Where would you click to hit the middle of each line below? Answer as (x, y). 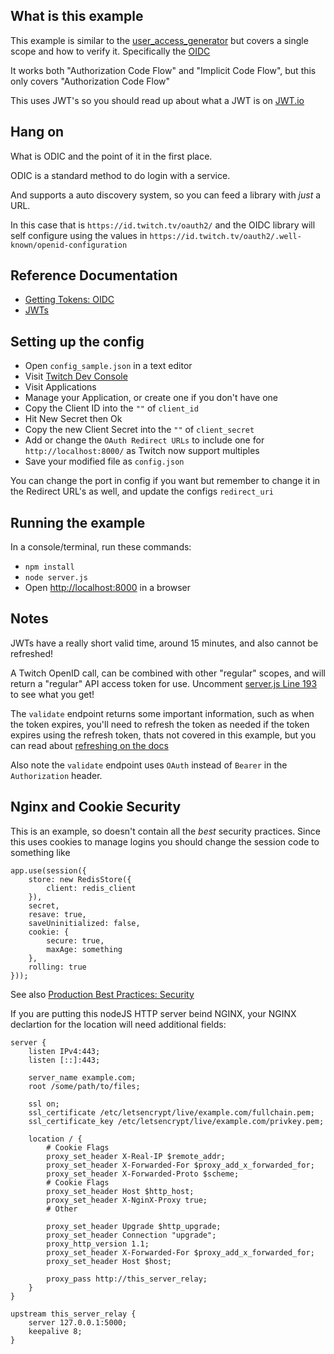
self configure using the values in (79, 235)
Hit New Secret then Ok (73, 419)
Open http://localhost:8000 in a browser (107, 588)
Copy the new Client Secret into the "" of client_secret (139, 430)
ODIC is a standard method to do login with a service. (120, 175)
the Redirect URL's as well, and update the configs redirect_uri (142, 491)
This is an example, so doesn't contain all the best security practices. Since (165, 831)
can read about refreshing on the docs (89, 745)
